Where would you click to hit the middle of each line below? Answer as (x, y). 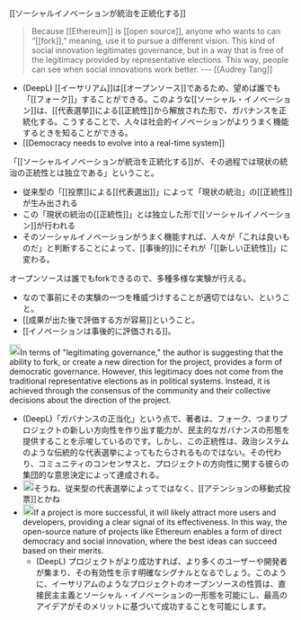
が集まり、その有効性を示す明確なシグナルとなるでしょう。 (146, 572)
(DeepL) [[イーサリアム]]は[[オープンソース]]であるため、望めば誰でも (151, 88)
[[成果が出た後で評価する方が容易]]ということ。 (111, 320)
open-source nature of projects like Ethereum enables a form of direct (152, 531)
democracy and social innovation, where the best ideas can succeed (150, 541)
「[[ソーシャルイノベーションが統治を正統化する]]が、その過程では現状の (145, 161)
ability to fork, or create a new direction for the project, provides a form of (146, 361)
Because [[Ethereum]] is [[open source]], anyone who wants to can (156, 31)
